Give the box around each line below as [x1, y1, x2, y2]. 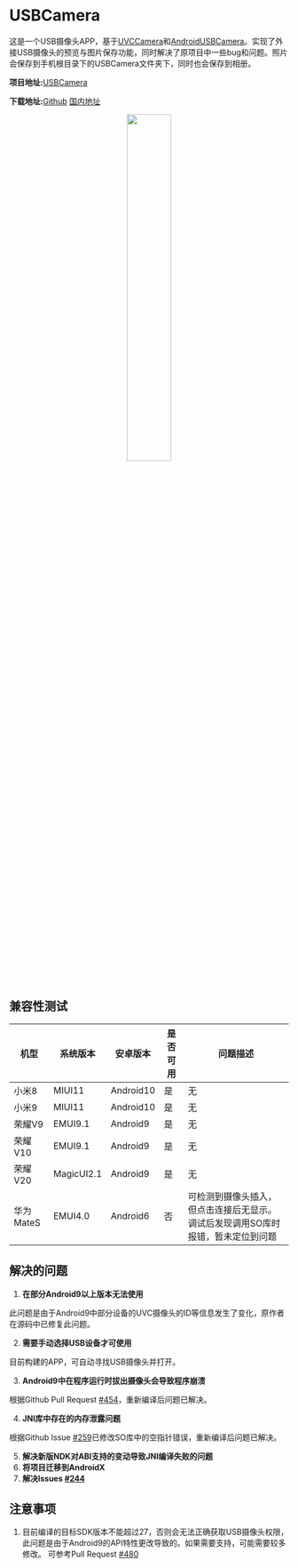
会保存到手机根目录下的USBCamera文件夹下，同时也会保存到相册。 [9, 58, 256, 68]
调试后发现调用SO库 [187, 1217, 272, 1229]
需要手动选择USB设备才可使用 [21, 1337, 132, 1348]
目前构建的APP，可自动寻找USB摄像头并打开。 [9, 1356, 181, 1367]
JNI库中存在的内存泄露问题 [21, 1412, 122, 1423]
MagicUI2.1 [52, 1167, 102, 1180]
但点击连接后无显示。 [187, 1204, 278, 1216]
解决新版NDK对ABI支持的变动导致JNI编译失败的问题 [21, 1451, 214, 1461]
